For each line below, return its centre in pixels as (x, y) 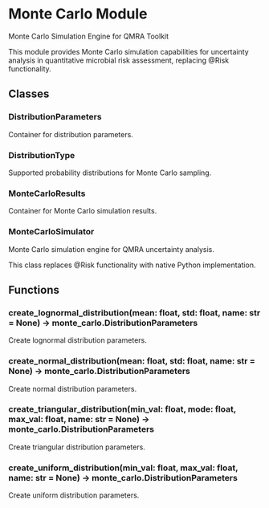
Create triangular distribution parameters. (77, 447)
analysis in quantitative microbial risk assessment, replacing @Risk (119, 60)
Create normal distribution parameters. (73, 388)
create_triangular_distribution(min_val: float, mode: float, (122, 409)
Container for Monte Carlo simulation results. (83, 211)
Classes (29, 94)
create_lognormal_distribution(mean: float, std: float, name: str (134, 312)
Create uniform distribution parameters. (74, 495)
